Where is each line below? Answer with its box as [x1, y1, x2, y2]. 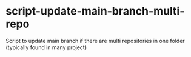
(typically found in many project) [5, 44, 87, 51]
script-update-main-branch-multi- [5, 4, 185, 18]
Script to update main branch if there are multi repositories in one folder [5, 37, 186, 44]
